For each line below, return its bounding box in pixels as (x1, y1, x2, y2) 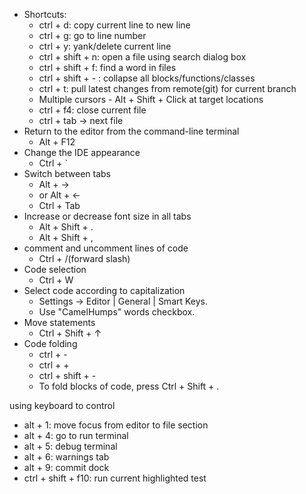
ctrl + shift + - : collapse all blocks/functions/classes (38, 72, 256, 84)
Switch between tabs (23, 168, 112, 179)
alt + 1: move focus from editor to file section (23, 419, 209, 431)
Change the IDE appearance (23, 147, 141, 158)
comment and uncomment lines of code (23, 242, 189, 254)
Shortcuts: (23, 9, 67, 20)
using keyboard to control (9, 400, 116, 411)
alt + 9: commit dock (23, 462, 110, 473)
